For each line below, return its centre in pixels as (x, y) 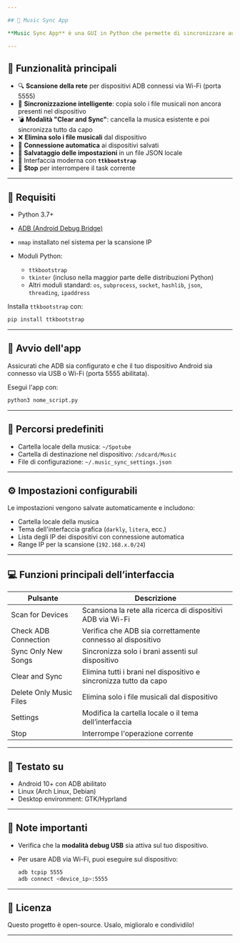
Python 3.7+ (36, 214)
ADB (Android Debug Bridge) (60, 229)
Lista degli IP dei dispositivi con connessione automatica (101, 537)
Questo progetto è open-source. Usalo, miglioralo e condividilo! (101, 925)
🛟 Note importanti (47, 828)
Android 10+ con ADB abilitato (62, 784)
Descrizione (156, 599)
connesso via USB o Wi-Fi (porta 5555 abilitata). (79, 373)
